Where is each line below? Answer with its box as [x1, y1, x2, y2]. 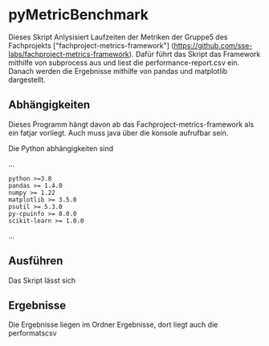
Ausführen [8, 254, 63, 268]
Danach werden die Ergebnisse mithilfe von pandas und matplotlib [8, 66, 228, 75]
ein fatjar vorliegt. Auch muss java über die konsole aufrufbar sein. [8, 128, 229, 137]
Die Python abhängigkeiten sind [8, 143, 114, 153]
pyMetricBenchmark [8, 6, 149, 24]
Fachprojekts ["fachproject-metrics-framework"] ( [8, 40, 174, 50]
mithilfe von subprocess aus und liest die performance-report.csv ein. [8, 58, 240, 67]
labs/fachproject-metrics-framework [8, 49, 130, 59]
